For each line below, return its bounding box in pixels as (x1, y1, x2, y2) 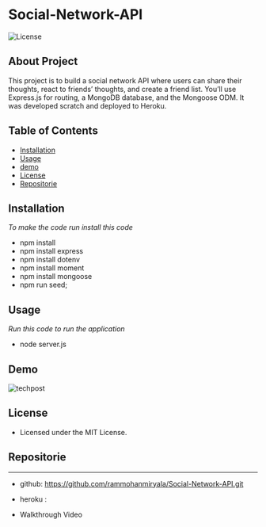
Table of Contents (8, 124, 99, 138)
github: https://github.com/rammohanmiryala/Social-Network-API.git (19, 479, 244, 488)
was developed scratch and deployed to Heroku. (8, 101, 167, 110)
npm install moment (19, 263, 85, 273)
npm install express (19, 246, 84, 256)
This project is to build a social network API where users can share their (8, 75, 243, 85)
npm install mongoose (19, 272, 93, 281)
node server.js (19, 339, 67, 349)
